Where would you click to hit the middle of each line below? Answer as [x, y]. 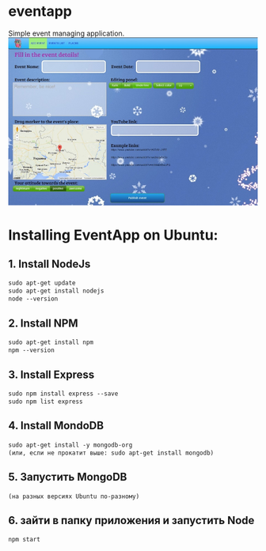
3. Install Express [51, 374]
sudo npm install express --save [63, 394]
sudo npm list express [46, 402]
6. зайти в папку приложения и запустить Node [131, 521]
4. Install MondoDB [56, 426]
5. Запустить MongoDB [68, 477]
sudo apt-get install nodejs [56, 291]
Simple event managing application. [66, 33]
